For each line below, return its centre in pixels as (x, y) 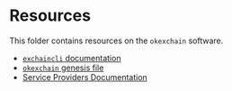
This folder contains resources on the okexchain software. (116, 41)
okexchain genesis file (63, 68)
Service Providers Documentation (85, 77)
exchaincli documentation (71, 58)
